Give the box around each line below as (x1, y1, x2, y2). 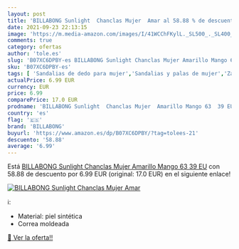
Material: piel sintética (17, 212, 83, 221)
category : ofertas (7, 43, 62, 51)
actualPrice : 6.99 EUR (7, 76, 75, 84)
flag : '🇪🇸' (7, 116, 43, 123)
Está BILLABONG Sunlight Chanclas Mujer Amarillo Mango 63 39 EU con (7, 162, 221, 171)
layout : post (7, 10, 46, 18)
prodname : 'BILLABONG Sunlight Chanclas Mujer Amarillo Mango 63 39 (7, 103, 224, 110)
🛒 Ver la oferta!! (7, 233, 53, 242)
